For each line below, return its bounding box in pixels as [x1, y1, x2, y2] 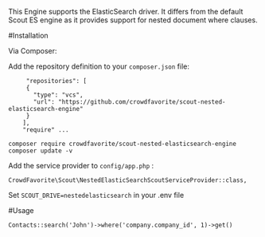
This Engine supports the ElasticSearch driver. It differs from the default [8, 7, 244, 16]
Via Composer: [8, 46, 57, 55]
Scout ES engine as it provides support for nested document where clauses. [8, 15, 258, 25]
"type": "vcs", [33, 91, 84, 99]
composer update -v [8, 147, 73, 155]
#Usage [8, 206, 34, 215]
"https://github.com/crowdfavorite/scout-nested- [58, 98, 226, 106]
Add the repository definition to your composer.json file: [8, 61, 189, 71]
